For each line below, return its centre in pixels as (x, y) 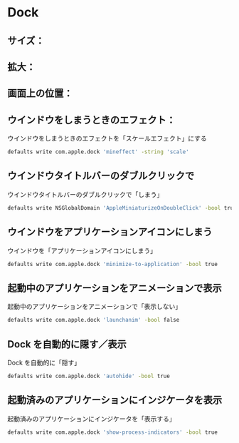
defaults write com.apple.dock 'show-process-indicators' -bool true (113, 432)
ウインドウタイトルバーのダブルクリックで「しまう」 (85, 194)
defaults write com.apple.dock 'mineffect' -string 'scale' (99, 152)
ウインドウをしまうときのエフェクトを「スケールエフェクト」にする (107, 138)
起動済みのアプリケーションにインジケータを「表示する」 (91, 419)
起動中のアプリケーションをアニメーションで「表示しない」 (95, 307)
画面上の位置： (40, 93)
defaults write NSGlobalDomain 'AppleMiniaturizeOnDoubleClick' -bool (114, 208)
